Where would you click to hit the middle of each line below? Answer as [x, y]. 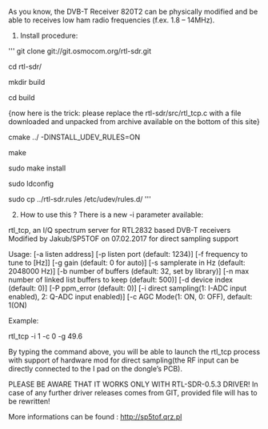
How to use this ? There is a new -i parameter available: [112, 214]
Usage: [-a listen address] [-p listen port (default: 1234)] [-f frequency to [128, 254]
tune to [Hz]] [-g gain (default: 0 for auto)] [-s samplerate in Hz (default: [127, 263]
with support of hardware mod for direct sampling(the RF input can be [124, 360]
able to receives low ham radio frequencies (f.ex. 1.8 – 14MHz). [112, 20]
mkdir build [27, 82]
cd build [22, 98]
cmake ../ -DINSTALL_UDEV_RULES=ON [74, 137]
